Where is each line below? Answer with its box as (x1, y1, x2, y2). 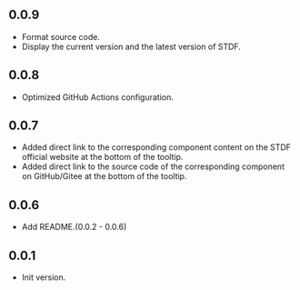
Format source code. (21, 31, 101, 42)
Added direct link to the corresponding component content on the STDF (21, 142, 292, 153)
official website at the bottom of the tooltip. (21, 152, 184, 163)
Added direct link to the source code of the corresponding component (21, 161, 285, 172)
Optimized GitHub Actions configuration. (21, 91, 175, 103)
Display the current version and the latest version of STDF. (21, 41, 242, 52)
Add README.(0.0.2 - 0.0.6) (21, 222, 127, 233)
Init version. (21, 272, 66, 283)
